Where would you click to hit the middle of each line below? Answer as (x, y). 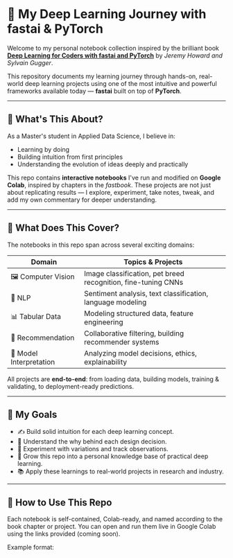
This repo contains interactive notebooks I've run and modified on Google (114, 177)
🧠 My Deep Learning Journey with (107, 14)
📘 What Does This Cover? (63, 228)
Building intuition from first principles (70, 157)
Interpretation (33, 362)
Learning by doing (43, 149)
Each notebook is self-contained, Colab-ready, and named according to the (115, 519)
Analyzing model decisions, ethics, (141, 353)
